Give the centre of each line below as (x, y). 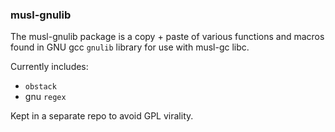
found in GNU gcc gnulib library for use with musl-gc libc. (130, 47)
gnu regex (45, 97)
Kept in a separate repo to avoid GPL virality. (102, 116)
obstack (40, 87)
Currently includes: (49, 67)
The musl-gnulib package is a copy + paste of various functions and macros (167, 37)
